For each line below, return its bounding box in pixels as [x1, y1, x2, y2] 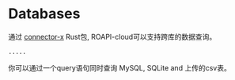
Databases [8, 5, 81, 23]
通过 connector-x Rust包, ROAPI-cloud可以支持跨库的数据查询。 [8, 32, 217, 41]
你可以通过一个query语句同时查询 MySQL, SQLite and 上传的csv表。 [8, 63, 231, 72]
